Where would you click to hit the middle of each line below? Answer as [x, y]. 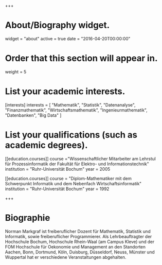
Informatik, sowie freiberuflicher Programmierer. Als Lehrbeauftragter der [79, 236]
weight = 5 [16, 71]
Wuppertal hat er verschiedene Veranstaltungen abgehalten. [66, 257]
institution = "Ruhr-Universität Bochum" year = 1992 [57, 189]
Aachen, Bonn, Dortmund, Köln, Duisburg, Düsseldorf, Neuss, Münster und [80, 252]
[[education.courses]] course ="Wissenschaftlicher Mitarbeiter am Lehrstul [80, 159]
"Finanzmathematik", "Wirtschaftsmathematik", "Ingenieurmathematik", [76, 110]
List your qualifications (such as [71, 135]
